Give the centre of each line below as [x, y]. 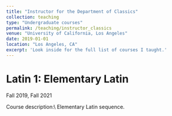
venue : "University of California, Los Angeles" [67, 34]
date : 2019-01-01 [27, 39]
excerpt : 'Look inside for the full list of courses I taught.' [87, 50]
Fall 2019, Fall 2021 [29, 95]
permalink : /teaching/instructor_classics [59, 28]
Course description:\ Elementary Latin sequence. [65, 107]
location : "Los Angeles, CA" [42, 45]
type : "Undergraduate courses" [44, 22]
